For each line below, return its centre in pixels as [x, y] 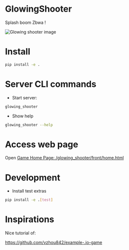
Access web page [42, 144]
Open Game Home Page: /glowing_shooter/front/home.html [64, 158]
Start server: [24, 97]
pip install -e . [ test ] [29, 200]
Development [33, 178]
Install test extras [29, 191]
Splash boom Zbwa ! [25, 22]
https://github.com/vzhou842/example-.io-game [54, 243]
